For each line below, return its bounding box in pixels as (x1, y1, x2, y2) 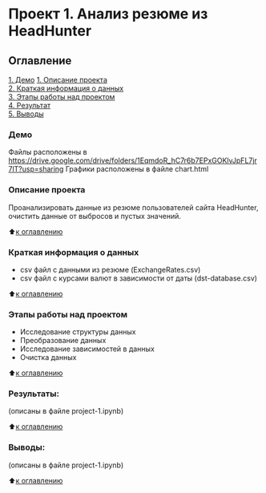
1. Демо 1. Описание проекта (8, 75, 108, 84)
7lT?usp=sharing (8, 164, 64, 174)
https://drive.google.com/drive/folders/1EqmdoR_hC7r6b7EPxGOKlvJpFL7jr (8, 156, 258, 165)
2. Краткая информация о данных (8, 83, 124, 93)
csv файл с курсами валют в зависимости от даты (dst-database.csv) (19, 273, 258, 283)
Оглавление (8, 54, 72, 67)
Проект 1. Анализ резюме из (8, 5, 208, 23)
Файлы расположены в (8, 147, 87, 157)
